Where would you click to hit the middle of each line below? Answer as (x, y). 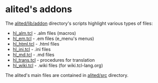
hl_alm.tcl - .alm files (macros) (44, 33)
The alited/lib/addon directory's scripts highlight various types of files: (79, 23)
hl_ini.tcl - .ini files (32, 49)
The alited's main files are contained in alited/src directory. (67, 75)
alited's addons (39, 9)
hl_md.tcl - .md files (33, 55)
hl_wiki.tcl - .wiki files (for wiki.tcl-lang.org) (58, 65)
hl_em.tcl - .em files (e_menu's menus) (53, 38)
